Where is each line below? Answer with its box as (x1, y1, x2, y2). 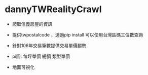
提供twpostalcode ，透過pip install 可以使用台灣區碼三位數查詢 (12, 31, 143, 37)
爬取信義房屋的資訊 (12, 21, 53, 27)
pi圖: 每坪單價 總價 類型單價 (12, 53, 70, 59)
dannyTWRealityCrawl (5, 4, 102, 15)
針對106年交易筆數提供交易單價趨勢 (12, 42, 87, 49)
